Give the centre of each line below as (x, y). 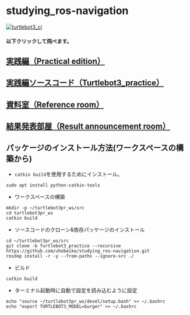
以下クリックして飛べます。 (39, 41)
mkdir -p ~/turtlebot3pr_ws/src (45, 208)
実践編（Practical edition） (55, 61)
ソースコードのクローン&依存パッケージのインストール (80, 230)
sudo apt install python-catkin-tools (53, 185)
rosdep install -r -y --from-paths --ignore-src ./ (70, 256)
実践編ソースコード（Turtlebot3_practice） (85, 83)
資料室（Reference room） (55, 104)
